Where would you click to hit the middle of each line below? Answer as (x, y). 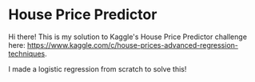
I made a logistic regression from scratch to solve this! (98, 68)
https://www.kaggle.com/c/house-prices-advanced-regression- (132, 45)
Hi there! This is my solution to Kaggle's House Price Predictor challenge (128, 37)
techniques (27, 53)
